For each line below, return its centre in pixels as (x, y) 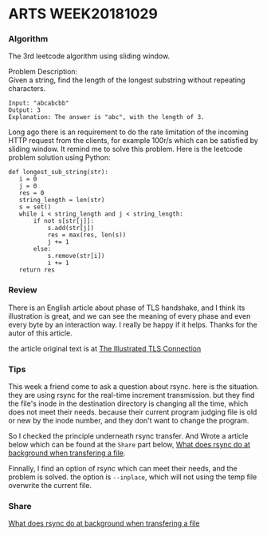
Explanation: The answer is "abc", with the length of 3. (106, 117)
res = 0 (31, 193)
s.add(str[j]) (71, 228)
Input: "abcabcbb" (39, 103)
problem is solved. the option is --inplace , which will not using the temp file (133, 477)
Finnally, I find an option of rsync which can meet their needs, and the (123, 469)
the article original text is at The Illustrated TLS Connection (105, 348)
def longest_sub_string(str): (59, 173)
